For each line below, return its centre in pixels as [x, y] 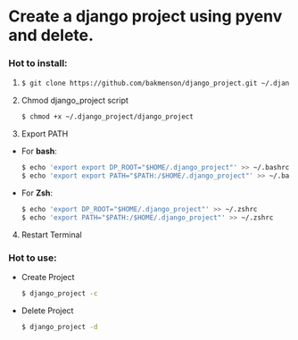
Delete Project [47, 311]
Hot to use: [33, 258]
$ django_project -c [59, 294]
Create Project [48, 278]
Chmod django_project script [74, 101]
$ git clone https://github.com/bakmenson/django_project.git [139, 83]
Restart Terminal [51, 235]
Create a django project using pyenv [145, 17]
